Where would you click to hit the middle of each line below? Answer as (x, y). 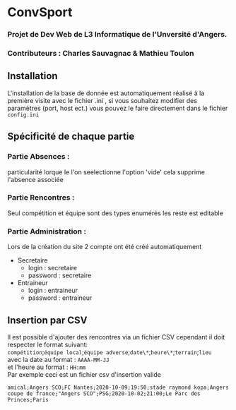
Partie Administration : (47, 231)
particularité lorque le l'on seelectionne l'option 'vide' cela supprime (106, 172)
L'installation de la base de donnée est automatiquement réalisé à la (106, 93)
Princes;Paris (28, 399)
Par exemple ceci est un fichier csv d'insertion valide (84, 374)
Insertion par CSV (47, 320)
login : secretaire (53, 268)
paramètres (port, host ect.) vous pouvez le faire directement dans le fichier (118, 108)
